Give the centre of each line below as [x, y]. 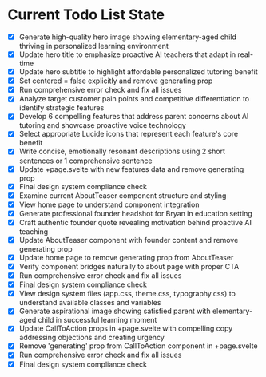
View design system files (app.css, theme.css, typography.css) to [127, 294]
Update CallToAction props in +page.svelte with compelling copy [126, 328]
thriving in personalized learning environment [93, 46]
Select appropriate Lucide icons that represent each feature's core [129, 134]
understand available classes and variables [90, 303]
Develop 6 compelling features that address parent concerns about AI [134, 117]
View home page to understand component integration [109, 204]
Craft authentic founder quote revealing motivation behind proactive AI [135, 222]
